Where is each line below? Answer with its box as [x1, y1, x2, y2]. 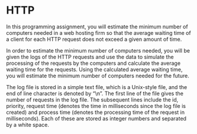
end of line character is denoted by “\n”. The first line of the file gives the [6, 90, 183, 97]
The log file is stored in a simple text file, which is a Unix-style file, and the [6, 83, 188, 90]
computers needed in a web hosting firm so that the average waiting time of [6, 29, 191, 36]
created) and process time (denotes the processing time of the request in [6, 109, 185, 116]
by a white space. [6, 121, 49, 128]
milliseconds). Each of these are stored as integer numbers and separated [6, 115, 187, 122]
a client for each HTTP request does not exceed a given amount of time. [6, 35, 182, 43]
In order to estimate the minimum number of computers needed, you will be [6, 47, 190, 54]
